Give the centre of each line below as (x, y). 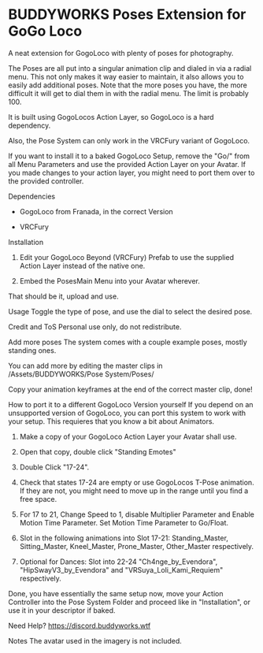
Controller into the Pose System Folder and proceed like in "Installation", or (129, 602)
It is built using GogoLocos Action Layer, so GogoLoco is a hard (111, 117)
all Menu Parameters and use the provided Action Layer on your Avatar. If (127, 164)
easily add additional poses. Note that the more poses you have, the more (128, 85)
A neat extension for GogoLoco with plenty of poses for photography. (121, 53)
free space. (38, 499)
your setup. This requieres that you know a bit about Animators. (111, 421)
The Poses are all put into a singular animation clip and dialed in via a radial (130, 68)
